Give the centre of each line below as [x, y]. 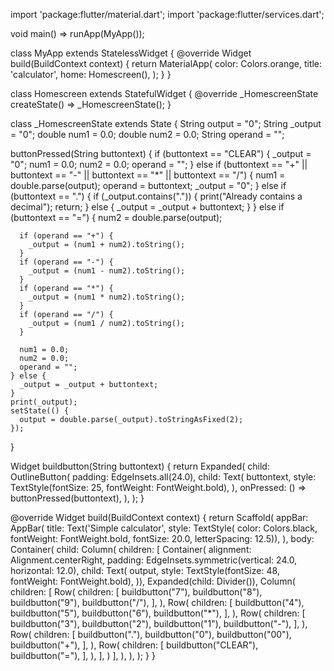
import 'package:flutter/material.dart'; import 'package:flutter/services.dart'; [167, 14]
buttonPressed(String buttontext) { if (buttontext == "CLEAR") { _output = [161, 153]
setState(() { [40, 411]
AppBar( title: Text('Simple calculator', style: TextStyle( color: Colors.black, [164, 528]
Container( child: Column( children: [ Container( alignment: [131, 549]
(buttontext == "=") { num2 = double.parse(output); [116, 217]
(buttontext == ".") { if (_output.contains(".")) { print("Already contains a [156, 196]
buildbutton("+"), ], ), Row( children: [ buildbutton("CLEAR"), [134, 645]
